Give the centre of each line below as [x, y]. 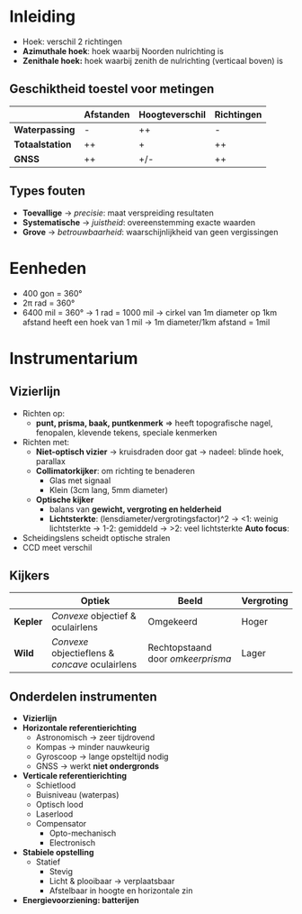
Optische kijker [65, 499]
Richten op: [44, 413]
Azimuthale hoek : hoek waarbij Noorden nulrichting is [123, 50]
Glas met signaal [80, 480]
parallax [50, 461]
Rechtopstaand [180, 648]
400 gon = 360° [52, 293]
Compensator [61, 824]
